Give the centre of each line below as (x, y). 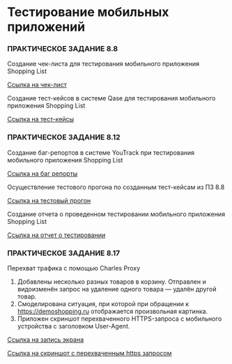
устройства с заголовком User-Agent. (74, 326)
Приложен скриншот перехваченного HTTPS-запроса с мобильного (119, 319)
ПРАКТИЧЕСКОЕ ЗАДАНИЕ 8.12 (64, 137)
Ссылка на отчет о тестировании (56, 235)
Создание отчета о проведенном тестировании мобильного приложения (116, 214)
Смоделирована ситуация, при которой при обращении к (103, 304)
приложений (46, 27)
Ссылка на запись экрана (46, 340)
